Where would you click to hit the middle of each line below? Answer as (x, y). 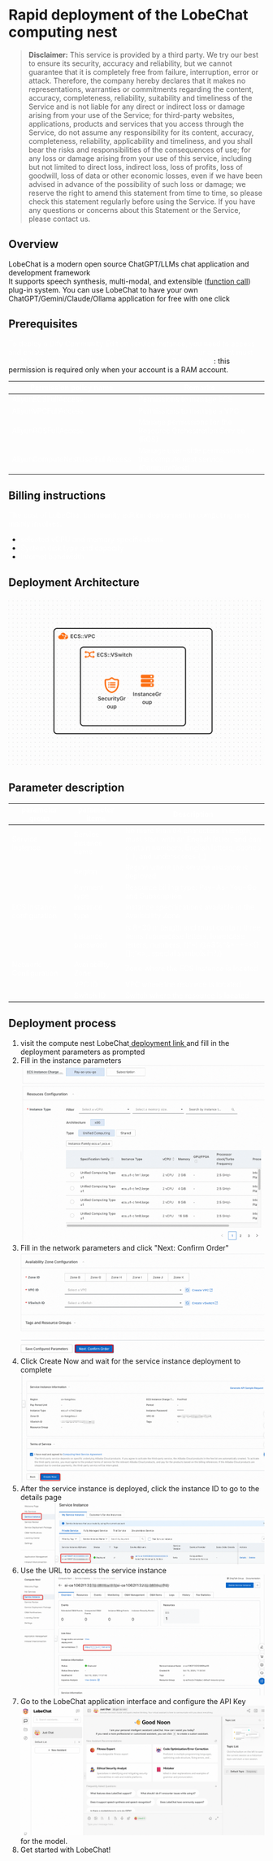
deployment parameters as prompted (82, 1052)
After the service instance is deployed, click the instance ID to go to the (140, 1488)
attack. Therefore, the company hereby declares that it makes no (137, 80)
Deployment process (62, 1024)
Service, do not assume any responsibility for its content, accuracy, (141, 132)
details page (41, 1497)
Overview (34, 244)
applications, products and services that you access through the (136, 124)
